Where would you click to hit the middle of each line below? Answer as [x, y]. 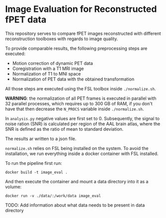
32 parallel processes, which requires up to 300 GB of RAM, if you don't [79, 103]
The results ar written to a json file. [41, 139]
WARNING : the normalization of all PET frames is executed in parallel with [81, 98]
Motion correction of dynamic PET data [53, 63]
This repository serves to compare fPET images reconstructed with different [83, 33]
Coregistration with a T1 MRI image [48, 69]
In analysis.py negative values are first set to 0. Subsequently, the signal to [83, 118]
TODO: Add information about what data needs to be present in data [75, 205]
